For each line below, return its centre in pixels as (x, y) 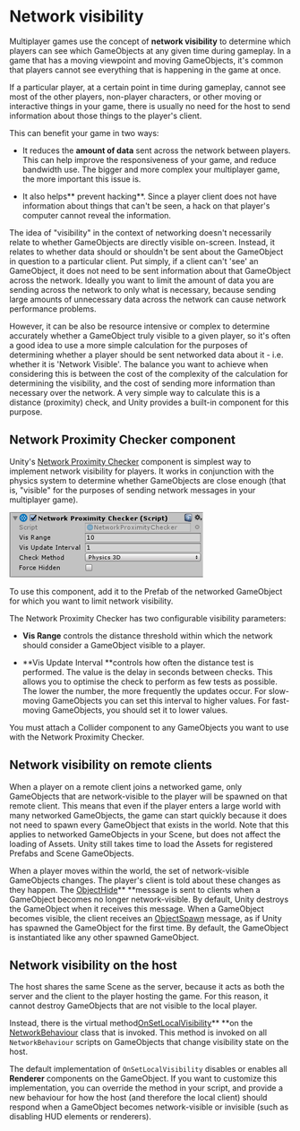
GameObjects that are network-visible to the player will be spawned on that (149, 796)
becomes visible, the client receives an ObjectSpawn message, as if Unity (146, 918)
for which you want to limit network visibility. (91, 601)
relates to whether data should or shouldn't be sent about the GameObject (146, 252)
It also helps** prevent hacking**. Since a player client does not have (150, 196)
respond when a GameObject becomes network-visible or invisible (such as (149, 1107)
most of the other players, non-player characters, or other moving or (136, 97)
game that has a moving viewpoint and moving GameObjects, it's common (146, 60)
